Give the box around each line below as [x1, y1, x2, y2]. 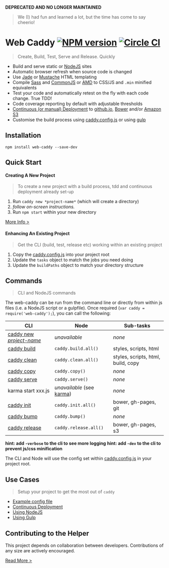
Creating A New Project [5, 172, 55, 178]
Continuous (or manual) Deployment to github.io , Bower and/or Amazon [12, 106, 161, 112]
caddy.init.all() [54, 402, 96, 408]
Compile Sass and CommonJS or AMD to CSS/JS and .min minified [12, 79, 152, 85]
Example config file [12, 499, 53, 505]
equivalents [12, 84, 37, 90]
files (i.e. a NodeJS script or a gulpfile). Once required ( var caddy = [5, 305, 145, 311]
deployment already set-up [17, 188, 74, 195]
